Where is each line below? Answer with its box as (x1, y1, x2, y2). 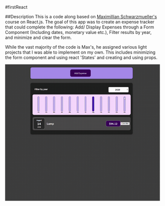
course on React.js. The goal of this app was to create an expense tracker (5, 19, 155, 25)
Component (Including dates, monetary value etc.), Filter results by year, (5, 29, 152, 35)
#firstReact (5, 4, 28, 10)
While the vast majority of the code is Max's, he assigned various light (5, 44, 147, 50)
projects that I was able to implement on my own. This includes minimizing (5, 49, 156, 55)
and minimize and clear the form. (5, 34, 72, 40)
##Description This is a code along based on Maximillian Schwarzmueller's (5, 14, 157, 19)
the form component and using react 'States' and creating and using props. (5, 55, 158, 60)
